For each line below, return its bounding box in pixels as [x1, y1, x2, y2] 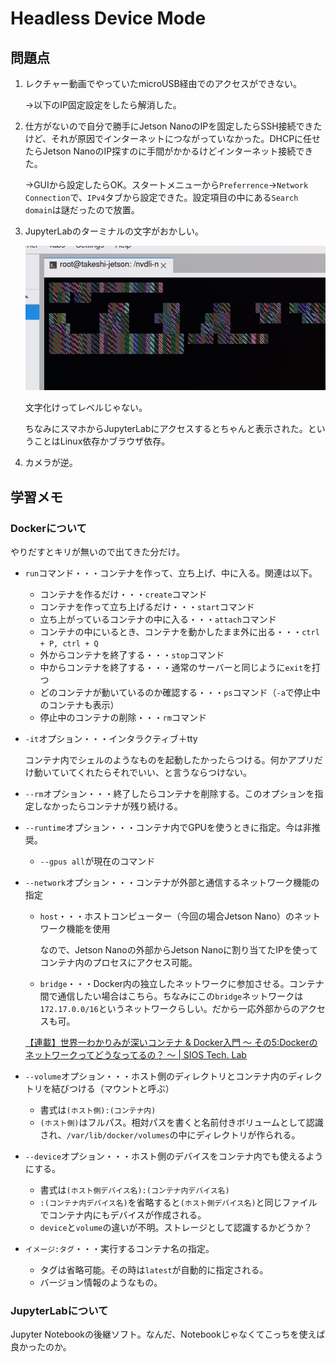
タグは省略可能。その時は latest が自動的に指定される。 [39, 1264, 269, 1276]
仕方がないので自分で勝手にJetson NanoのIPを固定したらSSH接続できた [24, 120, 323, 132]
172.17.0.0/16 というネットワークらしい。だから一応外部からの [39, 1003, 300, 1015]
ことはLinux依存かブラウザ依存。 [33, 435, 171, 447]
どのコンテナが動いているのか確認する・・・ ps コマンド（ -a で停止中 [39, 687, 321, 699]
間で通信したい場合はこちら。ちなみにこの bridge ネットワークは [39, 990, 304, 1002]
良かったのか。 [10, 1341, 72, 1353]
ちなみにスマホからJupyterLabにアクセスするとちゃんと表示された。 [24, 423, 308, 435]
